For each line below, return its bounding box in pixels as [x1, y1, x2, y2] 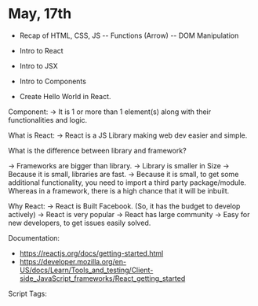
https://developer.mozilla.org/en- [19, 256, 127, 266]
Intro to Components [19, 76, 86, 86]
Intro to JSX [19, 61, 58, 71]
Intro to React [19, 46, 64, 55]
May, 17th [8, 5, 72, 23]
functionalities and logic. [8, 115, 88, 124]
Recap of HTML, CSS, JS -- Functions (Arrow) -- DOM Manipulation [19, 31, 239, 40]
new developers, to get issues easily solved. [8, 218, 151, 227]
